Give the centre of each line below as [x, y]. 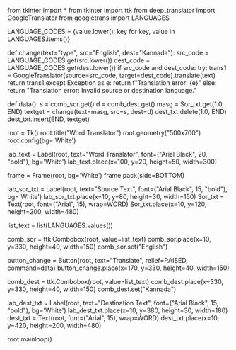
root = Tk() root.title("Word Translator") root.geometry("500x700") [104, 133]
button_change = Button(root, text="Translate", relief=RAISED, [98, 260]
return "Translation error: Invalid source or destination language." [102, 90]
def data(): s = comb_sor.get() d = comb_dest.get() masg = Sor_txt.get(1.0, [116, 104]
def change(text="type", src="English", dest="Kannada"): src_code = [108, 53]
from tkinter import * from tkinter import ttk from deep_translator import [111, 10]
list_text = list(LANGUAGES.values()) [60, 225]
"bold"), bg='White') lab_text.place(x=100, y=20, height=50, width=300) [112, 162]
